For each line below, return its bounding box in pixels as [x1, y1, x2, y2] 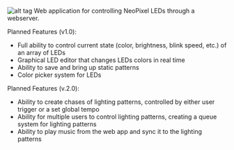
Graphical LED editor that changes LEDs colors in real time [17, 56, 186, 64]
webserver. [7, 14, 40, 22]
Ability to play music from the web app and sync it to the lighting [17, 128, 203, 135]
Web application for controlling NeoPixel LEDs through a [33, 7, 195, 15]
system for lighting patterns [17, 120, 97, 128]
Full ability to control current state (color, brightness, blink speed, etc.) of [17, 41, 227, 49]
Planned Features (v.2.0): [7, 84, 80, 92]
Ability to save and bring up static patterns [17, 63, 139, 71]
